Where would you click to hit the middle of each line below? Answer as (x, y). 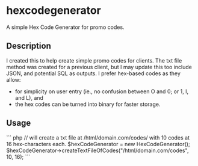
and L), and (29, 97)
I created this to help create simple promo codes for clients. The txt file (94, 60)
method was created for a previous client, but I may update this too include (99, 67)
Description (29, 46)
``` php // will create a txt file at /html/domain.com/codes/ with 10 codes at (98, 137)
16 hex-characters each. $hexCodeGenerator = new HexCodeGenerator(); (98, 144)
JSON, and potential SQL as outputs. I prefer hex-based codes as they (93, 73)
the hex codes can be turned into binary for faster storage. (88, 104)
